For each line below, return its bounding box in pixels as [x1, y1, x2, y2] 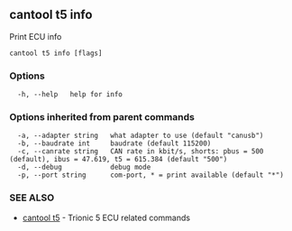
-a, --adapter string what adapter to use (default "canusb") [17, 131, 264, 141]
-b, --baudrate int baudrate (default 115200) [17, 139, 212, 148]
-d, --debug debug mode [17, 162, 151, 172]
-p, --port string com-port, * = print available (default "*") [17, 171, 284, 180]
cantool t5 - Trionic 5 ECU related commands [22, 212, 191, 223]
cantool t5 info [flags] [9, 49, 103, 58]
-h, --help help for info [17, 90, 123, 99]
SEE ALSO [9, 191, 55, 204]
